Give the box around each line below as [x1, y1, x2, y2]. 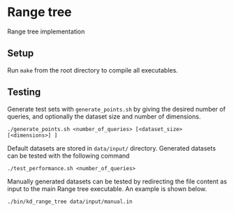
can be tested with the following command [7, 151, 130, 160]
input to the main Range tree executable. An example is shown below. [7, 184, 207, 192]
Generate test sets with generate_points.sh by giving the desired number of [7, 105, 226, 113]
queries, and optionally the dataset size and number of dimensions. [7, 112, 201, 121]
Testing [7, 86, 41, 98]
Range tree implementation [7, 27, 85, 36]
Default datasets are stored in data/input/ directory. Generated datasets [7, 144, 217, 152]
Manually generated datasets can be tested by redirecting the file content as [7, 177, 227, 185]
